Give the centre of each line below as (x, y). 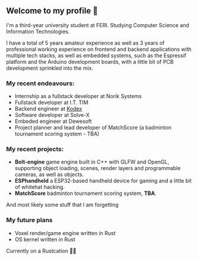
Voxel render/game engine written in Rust (65, 233)
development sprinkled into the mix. (50, 68)
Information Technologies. (38, 31)
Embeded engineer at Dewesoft (53, 121)
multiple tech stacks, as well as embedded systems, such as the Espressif (96, 55)
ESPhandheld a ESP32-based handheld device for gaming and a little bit (103, 181)
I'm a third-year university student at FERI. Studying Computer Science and (98, 25)
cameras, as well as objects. (49, 174)
